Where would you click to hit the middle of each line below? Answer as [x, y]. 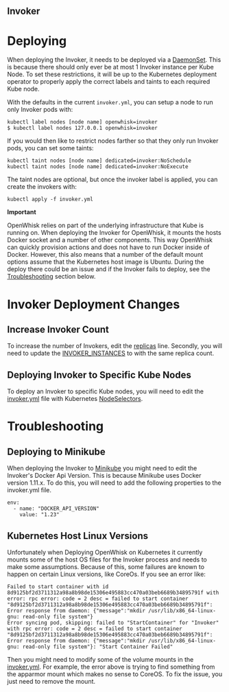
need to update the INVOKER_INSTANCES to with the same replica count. [111, 354]
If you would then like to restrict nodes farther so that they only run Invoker [113, 141]
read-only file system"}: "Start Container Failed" [98, 647]
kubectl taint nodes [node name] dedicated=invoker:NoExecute [98, 167]
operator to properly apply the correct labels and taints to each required [109, 82]
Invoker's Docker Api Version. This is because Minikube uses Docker [104, 476]
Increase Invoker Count [58, 329]
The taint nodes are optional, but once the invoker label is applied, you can [112, 180]
